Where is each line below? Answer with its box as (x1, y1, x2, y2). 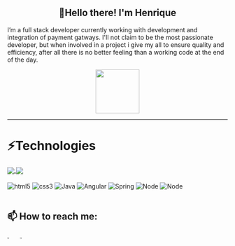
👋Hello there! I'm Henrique (58, 7, 177, 19)
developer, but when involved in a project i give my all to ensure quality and (7, 40, 225, 49)
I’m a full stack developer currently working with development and (7, 25, 198, 34)
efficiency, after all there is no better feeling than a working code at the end (7, 48, 225, 56)
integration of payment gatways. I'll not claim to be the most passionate (7, 33, 213, 41)
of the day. (7, 55, 38, 64)
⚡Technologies (7, 138, 97, 153)
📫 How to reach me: (7, 210, 98, 222)
